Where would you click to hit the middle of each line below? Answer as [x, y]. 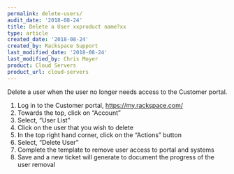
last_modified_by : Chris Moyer [53, 59]
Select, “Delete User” [48, 142]
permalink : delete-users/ [45, 14]
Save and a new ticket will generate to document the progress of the [116, 157]
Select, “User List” [44, 120]
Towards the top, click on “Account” [69, 113]
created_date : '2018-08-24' [48, 40]
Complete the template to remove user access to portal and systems [116, 150]
